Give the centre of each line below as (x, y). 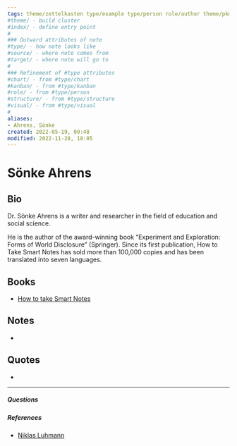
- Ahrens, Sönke (31, 125)
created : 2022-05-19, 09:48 (49, 132)
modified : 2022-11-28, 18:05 (50, 138)
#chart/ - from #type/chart (49, 79)
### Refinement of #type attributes (61, 73)
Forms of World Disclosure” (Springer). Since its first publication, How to (113, 244)
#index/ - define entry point (52, 27)
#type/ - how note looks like (52, 47)
